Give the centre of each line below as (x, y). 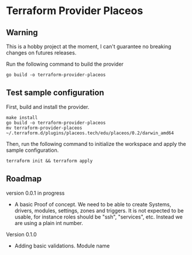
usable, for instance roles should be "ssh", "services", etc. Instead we (99, 217)
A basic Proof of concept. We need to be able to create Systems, (93, 204)
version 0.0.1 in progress (35, 193)
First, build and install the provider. (48, 107)
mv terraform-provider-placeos (44, 128)
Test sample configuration (55, 93)
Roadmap (24, 179)
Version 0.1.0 (21, 234)
